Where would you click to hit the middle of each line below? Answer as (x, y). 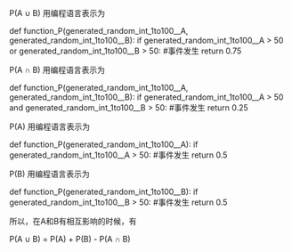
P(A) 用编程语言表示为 (50, 126)
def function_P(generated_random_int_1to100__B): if (104, 191)
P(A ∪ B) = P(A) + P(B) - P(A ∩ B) (70, 239)
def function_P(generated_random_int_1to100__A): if (104, 144)
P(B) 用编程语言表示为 (50, 174)
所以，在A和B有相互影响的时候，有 (73, 221)
